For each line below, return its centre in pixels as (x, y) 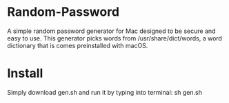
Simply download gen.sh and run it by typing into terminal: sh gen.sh (104, 92)
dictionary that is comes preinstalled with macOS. (78, 45)
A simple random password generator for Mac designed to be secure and (111, 31)
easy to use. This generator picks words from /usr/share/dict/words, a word (115, 38)
